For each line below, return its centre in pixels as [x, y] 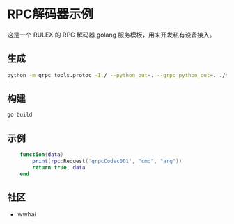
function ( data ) [42, 155]
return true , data [59, 167]
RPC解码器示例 [50, 14]
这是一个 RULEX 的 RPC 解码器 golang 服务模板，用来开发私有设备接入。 [111, 35]
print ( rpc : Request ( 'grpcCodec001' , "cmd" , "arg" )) [107, 161]
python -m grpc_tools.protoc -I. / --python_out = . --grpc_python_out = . [112, 75]
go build [20, 115]
